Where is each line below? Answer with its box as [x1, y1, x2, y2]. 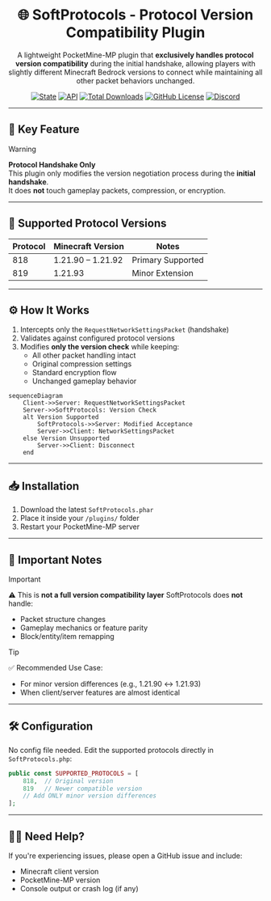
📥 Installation [8, 479, 80, 493]
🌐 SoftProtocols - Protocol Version [17, 6, 254, 24]
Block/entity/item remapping [19, 632, 115, 641]
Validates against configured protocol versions [19, 333, 175, 343]
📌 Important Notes [8, 552, 102, 567]
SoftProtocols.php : [8, 754, 73, 764]
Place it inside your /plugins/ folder [19, 514, 140, 523]
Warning [8, 144, 36, 154]
